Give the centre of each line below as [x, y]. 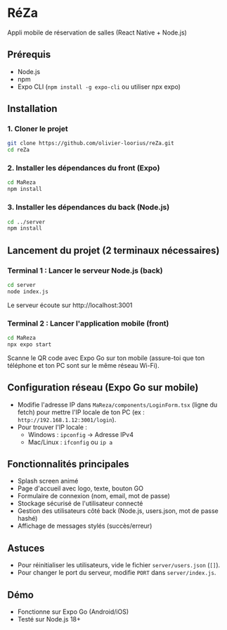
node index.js [28, 291]
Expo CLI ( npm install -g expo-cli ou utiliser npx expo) [99, 87]
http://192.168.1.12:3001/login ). [67, 419]
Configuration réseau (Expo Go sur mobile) [103, 388]
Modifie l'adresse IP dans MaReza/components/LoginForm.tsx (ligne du [117, 404]
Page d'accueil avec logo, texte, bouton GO [80, 488]
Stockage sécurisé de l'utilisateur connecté [80, 504]
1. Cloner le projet [38, 129]
